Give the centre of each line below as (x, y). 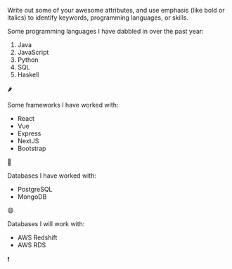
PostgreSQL (35, 189)
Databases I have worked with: (52, 176)
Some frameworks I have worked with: (63, 105)
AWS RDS (32, 245)
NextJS (28, 141)
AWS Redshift (37, 237)
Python (28, 60)
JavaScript (33, 52)
